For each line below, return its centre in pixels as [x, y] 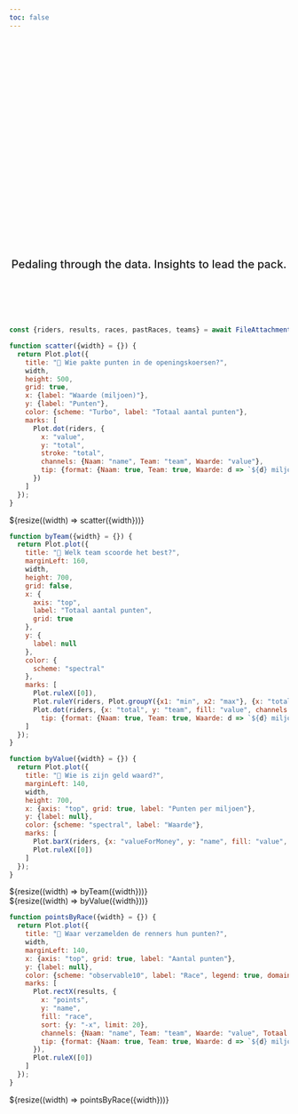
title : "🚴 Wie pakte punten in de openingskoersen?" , [126, 362]
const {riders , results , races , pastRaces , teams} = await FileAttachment [150, 330]
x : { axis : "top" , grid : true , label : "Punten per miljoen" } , [141, 809]
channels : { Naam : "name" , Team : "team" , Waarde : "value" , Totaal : [166, 1033]
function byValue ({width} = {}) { [73, 759]
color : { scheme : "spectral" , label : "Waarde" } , [114, 825]
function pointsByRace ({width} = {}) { [83, 918]
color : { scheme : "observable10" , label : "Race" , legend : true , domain [158, 975]
